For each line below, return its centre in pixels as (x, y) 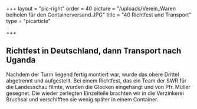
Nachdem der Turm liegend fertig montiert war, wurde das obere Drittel (93, 74)
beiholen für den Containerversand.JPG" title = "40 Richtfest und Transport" (99, 15)
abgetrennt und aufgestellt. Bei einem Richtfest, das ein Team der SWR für (96, 80)
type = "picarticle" (29, 21)
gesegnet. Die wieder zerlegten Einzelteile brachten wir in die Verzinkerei (95, 93)
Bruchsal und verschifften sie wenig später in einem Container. (82, 99)
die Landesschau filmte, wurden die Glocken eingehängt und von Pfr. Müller (98, 87)
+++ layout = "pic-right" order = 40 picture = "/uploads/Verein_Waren (91, 9)
